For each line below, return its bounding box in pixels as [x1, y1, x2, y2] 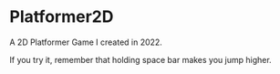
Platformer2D [9, 6, 114, 27]
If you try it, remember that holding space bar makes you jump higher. [9, 54, 272, 65]
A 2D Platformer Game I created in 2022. [9, 37, 162, 48]
